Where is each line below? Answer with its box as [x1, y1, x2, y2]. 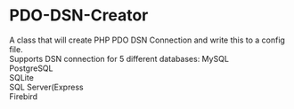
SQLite [9, 72, 34, 82]
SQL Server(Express [9, 82, 84, 92]
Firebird [9, 90, 38, 102]
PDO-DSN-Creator [9, 5, 149, 26]
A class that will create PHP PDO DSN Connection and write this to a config [9, 35, 285, 45]
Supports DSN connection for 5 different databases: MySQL [9, 53, 230, 64]
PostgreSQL [9, 63, 53, 74]
